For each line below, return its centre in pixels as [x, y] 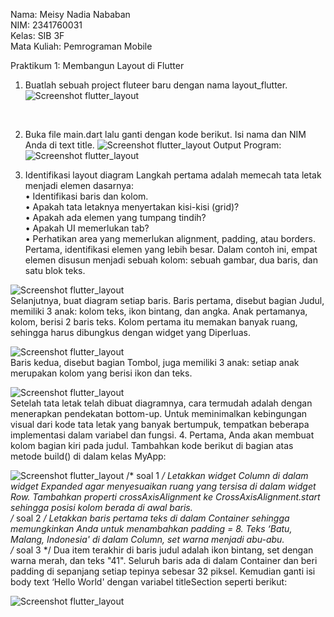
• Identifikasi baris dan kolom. [86, 196]
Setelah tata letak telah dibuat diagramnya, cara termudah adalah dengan [161, 403]
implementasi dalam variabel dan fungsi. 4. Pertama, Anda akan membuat [162, 435]
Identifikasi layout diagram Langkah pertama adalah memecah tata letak [173, 175]
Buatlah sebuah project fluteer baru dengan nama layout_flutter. [156, 85]
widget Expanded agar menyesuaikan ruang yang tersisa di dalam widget [163, 486]
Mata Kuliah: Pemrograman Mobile [81, 46]
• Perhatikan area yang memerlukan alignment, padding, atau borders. [170, 238]
